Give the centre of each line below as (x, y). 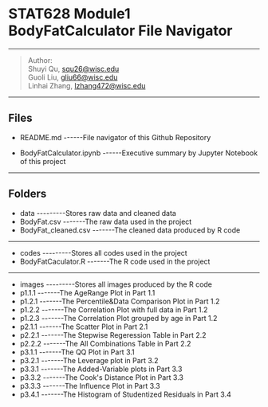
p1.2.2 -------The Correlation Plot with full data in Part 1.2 (114, 309)
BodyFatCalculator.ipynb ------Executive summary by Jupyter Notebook (138, 153)
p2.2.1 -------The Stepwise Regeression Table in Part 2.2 (113, 335)
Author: (40, 60)
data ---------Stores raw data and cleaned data (98, 213)
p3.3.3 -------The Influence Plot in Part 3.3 (90, 385)
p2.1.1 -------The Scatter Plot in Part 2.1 (84, 327)
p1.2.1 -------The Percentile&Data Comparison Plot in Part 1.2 (120, 301)
